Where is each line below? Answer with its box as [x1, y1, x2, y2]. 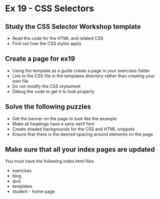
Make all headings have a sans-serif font [12, 121, 94, 127]
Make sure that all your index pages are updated [5, 145, 155, 154]
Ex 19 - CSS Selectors [5, 3, 94, 14]
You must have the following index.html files [5, 158, 94, 164]
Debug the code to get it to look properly [12, 88, 94, 94]
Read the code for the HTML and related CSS [12, 35, 104, 41]
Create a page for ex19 [5, 55, 75, 63]
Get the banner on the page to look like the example [12, 115, 117, 121]
